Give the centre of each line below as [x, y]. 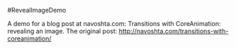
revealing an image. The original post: [62, 31]
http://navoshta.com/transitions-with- [174, 31]
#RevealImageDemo [37, 10]
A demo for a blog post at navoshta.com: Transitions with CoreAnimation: [114, 23]
